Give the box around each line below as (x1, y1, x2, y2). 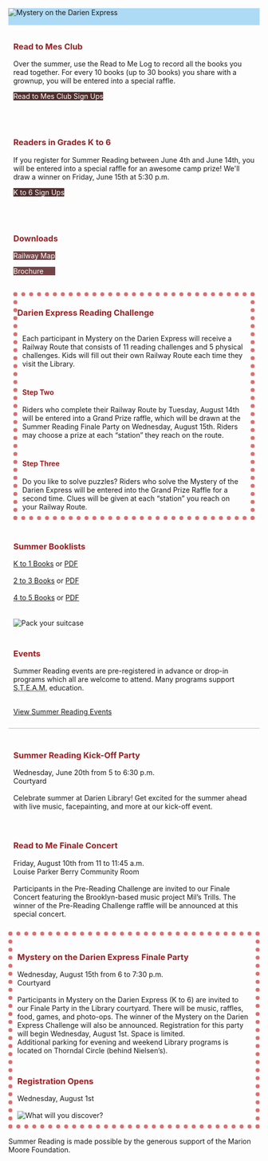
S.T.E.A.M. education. (13, 683, 85, 693)
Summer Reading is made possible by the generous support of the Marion (8, 1136, 251, 1147)
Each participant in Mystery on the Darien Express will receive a (22, 334, 232, 344)
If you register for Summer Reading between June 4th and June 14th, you (13, 155, 255, 164)
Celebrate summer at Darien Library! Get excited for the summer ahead (13, 793, 247, 803)
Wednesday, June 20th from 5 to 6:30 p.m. (13, 768, 155, 777)
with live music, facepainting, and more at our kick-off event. (13, 801, 213, 812)
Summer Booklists (13, 541, 86, 552)
